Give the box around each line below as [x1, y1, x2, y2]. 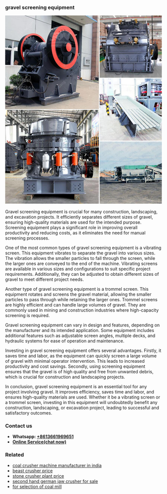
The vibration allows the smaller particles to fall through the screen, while [5, 255, 156, 261]
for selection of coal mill [12, 484, 62, 490]
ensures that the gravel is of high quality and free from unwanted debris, [5, 368, 154, 374]
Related [5, 451, 24, 458]
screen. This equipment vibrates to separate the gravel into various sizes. [5, 250, 156, 256]
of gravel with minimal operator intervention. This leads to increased [5, 358, 145, 364]
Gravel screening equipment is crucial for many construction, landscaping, [5, 208, 158, 215]
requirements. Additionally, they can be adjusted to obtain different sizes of [5, 271, 159, 277]
